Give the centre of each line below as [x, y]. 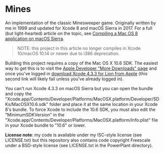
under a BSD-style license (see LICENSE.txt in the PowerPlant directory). [79, 145]
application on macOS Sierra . [35, 39]
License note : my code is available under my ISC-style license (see [73, 135]
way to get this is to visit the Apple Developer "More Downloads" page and [81, 68]
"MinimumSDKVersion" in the [35, 114]
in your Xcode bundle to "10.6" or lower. [46, 125]
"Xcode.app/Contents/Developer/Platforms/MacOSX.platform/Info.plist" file [82, 120]
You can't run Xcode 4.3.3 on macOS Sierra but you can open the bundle [79, 88]
